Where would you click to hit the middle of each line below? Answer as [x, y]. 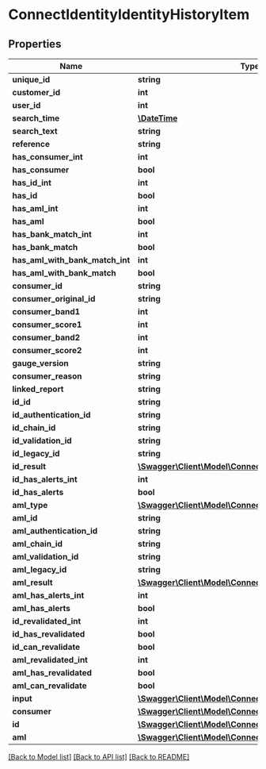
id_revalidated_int [47, 621]
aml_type [30, 505]
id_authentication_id [51, 415]
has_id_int [32, 183]
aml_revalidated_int [50, 660]
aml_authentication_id [55, 531]
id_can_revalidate [46, 647]
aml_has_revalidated [52, 673]
